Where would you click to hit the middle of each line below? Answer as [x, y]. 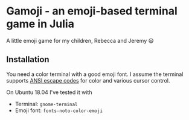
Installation [28, 59]
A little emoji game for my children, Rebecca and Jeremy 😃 [80, 40]
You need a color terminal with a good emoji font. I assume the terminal [95, 74]
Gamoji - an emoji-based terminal [92, 11]
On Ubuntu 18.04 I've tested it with [49, 92]
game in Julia [40, 24]
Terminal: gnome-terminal [46, 104]
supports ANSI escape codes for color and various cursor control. [88, 80]
